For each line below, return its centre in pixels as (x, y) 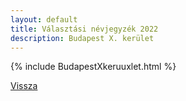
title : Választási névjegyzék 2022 (84, 29)
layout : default (44, 19)
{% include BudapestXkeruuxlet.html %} (93, 67)
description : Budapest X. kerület (82, 38)
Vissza (24, 86)
